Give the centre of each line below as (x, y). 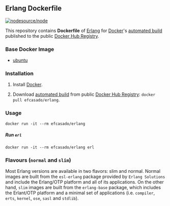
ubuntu (20, 60)
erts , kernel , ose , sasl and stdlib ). (42, 198)
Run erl (13, 135)
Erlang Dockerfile (34, 8)
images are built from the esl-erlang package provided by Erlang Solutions (85, 176)
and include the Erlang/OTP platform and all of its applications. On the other (85, 182)
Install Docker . (27, 85)
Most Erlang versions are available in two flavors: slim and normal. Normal (83, 171)
